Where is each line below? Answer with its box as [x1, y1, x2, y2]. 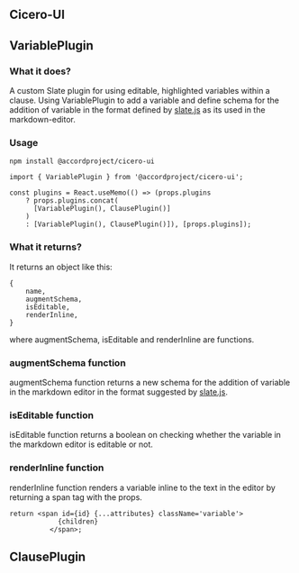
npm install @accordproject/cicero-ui [9, 157, 155, 166]
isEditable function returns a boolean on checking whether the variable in [9, 430, 282, 441]
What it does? [9, 65, 72, 77]
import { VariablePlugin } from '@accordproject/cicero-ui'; [9, 173, 244, 182]
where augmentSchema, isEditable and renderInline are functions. [9, 333, 255, 345]
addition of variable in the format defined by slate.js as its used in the [9, 105, 266, 115]
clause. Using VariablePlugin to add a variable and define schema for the [9, 95, 279, 106]
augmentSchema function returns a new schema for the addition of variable [9, 377, 291, 387]
